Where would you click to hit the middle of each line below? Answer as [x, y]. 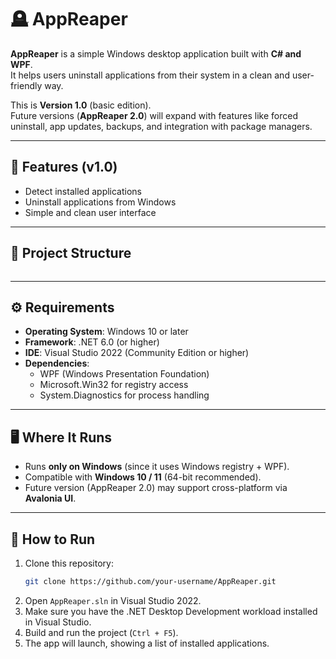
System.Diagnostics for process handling [124, 395]
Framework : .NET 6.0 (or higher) [92, 342]
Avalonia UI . [50, 498]
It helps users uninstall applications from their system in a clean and [150, 75]
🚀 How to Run [53, 539]
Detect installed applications [83, 191]
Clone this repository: [69, 563]
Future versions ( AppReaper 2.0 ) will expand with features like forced [154, 115]
